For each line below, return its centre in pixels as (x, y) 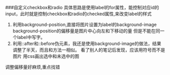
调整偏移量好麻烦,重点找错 (33, 67)
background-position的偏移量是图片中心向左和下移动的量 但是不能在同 (86, 31)
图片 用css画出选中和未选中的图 (46, 56)
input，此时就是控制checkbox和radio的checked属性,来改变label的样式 (78, 14)
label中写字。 (31, 37)
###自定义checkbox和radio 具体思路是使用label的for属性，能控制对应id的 (82, 7)
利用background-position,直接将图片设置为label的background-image (84, 25)
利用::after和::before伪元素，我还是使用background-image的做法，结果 (87, 44)
